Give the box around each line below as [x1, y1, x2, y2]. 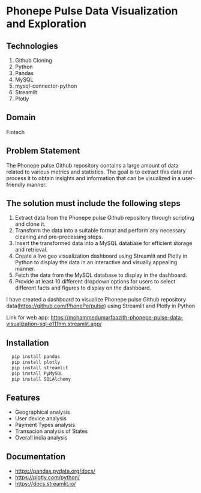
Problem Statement [6, 146, 80, 156]
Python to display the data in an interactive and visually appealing [14, 259, 178, 266]
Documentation [6, 452, 66, 462]
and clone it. [14, 220, 46, 228]
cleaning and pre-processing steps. [14, 233, 103, 241]
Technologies [6, 41, 59, 51]
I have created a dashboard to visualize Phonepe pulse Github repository [6, 296, 187, 303]
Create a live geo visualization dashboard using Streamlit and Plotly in [14, 252, 188, 259]
